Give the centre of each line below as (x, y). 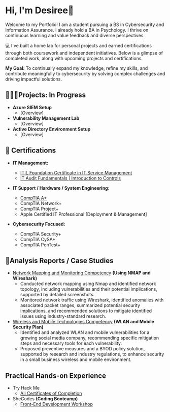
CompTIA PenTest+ (40, 245)
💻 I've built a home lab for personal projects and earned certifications (79, 45)
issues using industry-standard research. (63, 316)
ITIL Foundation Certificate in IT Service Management (76, 172)
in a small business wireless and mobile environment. (76, 359)
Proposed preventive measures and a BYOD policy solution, (82, 349)
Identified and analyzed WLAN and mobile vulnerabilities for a (85, 332)
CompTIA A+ (33, 198)
